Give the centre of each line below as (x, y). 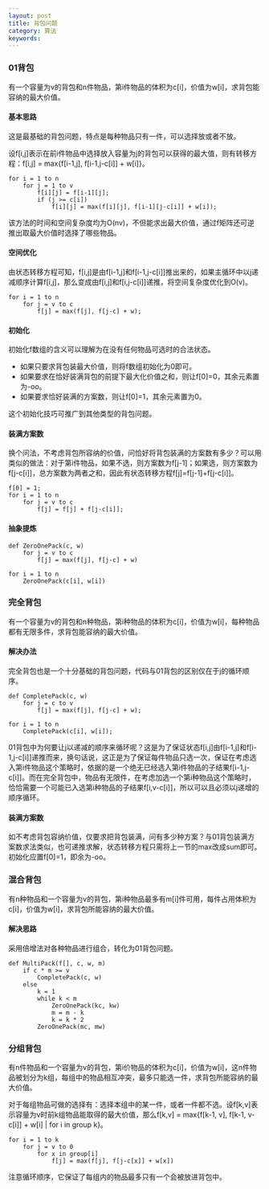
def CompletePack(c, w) (48, 696)
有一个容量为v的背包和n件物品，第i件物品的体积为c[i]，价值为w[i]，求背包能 (134, 87)
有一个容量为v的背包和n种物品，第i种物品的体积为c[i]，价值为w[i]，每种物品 (134, 621)
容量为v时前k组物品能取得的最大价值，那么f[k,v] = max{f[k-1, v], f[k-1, (130, 1115)
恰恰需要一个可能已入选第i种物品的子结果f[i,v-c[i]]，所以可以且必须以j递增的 (134, 788)
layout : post (30, 16)
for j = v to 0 (48, 1147)
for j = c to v (48, 703)
